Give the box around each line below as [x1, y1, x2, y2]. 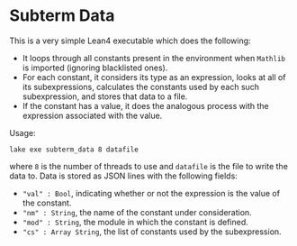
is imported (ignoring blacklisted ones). [22, 62, 168, 73]
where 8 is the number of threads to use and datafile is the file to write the [9, 160, 288, 171]
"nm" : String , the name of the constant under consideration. [22, 206, 252, 217]
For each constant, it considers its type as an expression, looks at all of [22, 71, 286, 82]
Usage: [9, 127, 36, 138]
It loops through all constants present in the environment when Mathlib [22, 52, 286, 63]
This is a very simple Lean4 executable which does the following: [9, 35, 251, 46]
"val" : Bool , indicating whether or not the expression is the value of [22, 187, 281, 198]
